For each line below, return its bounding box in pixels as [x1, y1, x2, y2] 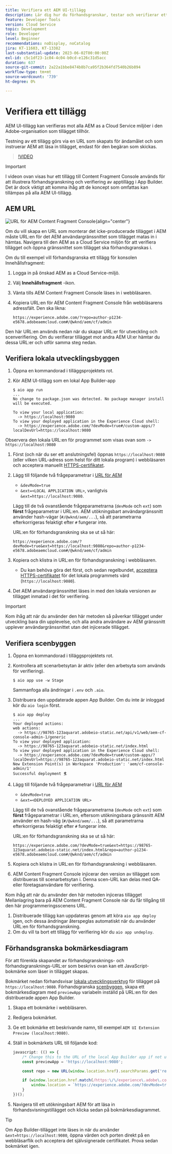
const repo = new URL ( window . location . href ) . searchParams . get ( [22, 1068, 160, 1073]
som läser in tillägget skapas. [27, 968, 89, 974]
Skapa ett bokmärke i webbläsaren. [12, 1004, 88, 1010]
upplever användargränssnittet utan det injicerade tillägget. [5, 624, 130, 630]
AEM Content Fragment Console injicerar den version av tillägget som [12, 871, 160, 877]
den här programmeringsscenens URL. [5, 903, 87, 909]
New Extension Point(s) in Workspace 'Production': [12, 762, 125, 767]
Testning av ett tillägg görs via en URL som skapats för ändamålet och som [5, 138, 163, 144]
